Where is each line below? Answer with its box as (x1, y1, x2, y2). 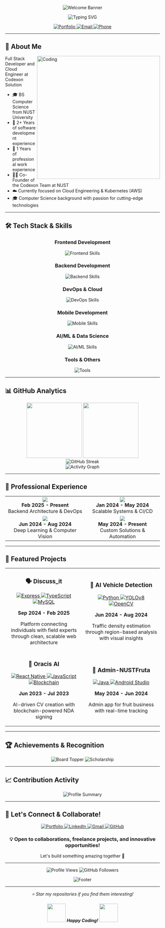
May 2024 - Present (98, 520, 147, 527)
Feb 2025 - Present (21, 502, 69, 509)
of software (12, 124, 36, 130)
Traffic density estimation (91, 622, 151, 629)
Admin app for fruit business (88, 701, 154, 708)
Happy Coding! (66, 918, 99, 923)
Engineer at (5, 71, 28, 77)
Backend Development (55, 262, 110, 269)
